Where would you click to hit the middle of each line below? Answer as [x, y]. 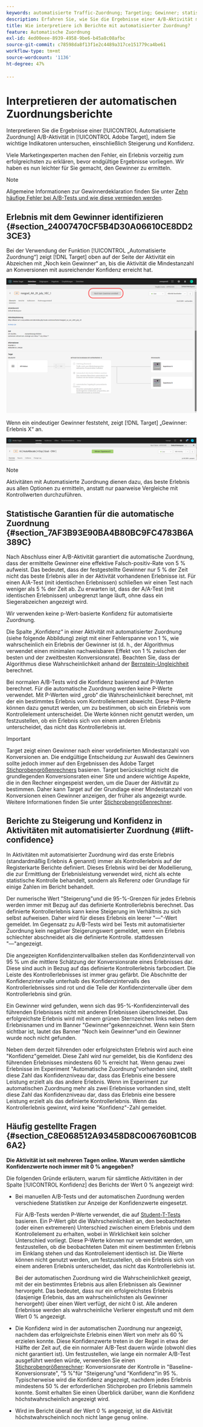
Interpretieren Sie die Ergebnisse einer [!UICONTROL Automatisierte [91, 131]
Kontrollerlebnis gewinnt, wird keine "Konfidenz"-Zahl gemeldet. [86, 1107]
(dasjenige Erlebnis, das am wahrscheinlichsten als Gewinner [91, 1297]
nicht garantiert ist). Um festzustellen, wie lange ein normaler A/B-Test [102, 1354]
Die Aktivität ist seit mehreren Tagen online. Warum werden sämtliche [96, 1160]
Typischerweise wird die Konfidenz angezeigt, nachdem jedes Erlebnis [103, 1379]
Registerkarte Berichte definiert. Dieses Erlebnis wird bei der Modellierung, [99, 867]
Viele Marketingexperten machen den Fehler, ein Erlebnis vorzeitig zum [95, 155]
